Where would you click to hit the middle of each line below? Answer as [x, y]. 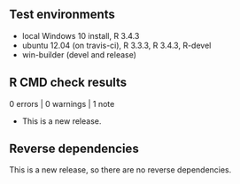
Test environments [62, 15]
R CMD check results [68, 83]
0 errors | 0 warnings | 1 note [62, 103]
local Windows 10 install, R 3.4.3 [81, 35]
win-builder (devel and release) [79, 54]
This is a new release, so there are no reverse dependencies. [120, 170]
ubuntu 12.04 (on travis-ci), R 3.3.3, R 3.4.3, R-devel [116, 45]
